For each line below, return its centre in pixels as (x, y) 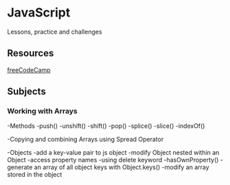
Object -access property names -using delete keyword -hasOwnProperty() (113, 160)
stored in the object (35, 175)
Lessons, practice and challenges (55, 32)
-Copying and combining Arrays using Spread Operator (85, 140)
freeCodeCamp (29, 69)
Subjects (26, 92)
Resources (31, 53)
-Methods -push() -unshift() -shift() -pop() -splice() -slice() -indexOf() (106, 126)
